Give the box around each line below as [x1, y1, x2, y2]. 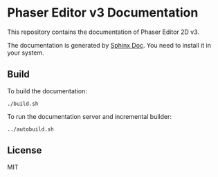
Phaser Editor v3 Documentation [7, 5, 199, 21]
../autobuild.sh [7, 126, 54, 133]
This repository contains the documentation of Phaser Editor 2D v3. [7, 28, 199, 36]
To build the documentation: [7, 86, 88, 95]
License [7, 145, 42, 156]
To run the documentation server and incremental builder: [7, 112, 172, 120]
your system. [7, 48, 45, 57]
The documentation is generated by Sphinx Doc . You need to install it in [7, 41, 212, 49]
